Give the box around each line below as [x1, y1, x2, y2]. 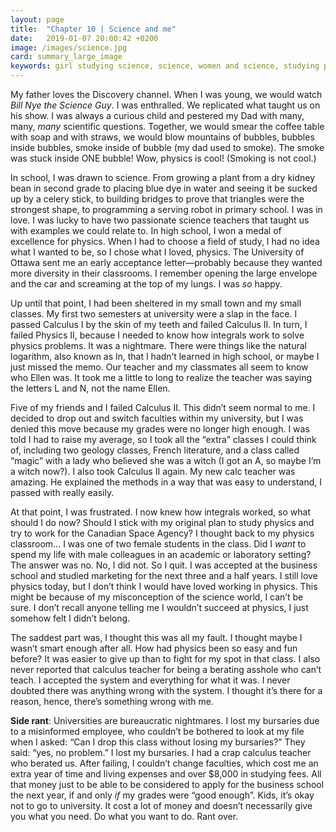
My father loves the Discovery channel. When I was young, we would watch [10, 89, 323, 100]
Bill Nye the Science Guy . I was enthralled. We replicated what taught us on [10, 99, 321, 111]
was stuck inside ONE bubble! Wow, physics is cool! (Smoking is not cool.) [10, 152, 317, 164]
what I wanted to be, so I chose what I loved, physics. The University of [10, 246, 305, 258]
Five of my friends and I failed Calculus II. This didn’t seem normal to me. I [10, 402, 316, 413]
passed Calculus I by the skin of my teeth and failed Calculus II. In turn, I [10, 319, 308, 330]
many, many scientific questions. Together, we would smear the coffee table [10, 121, 325, 132]
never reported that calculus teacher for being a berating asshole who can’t [10, 664, 322, 675]
